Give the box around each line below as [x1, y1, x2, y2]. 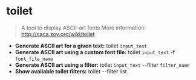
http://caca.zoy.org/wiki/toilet [21, 30, 95, 37]
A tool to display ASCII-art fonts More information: [21, 24, 146, 31]
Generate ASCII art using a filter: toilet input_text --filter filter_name [15, 61, 190, 69]
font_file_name [15, 56, 54, 62]
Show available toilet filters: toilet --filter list [15, 67, 127, 75]
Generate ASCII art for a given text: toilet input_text [15, 42, 147, 49]
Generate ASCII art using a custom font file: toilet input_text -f [15, 48, 175, 55]
